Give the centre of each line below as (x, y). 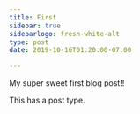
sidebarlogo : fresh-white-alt (65, 34)
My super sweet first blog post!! (67, 83)
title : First (33, 17)
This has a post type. (47, 100)
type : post (29, 42)
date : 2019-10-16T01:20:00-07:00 (70, 50)
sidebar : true (35, 26)
